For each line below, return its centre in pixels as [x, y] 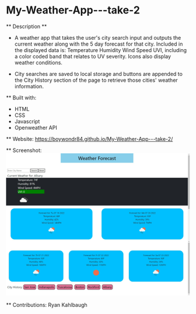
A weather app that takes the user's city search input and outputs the [98, 37]
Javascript [27, 121]
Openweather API [36, 127]
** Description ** [27, 26]
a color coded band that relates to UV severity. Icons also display [92, 56]
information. [29, 86]
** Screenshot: [24, 150]
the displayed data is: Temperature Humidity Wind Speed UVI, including [101, 50]
